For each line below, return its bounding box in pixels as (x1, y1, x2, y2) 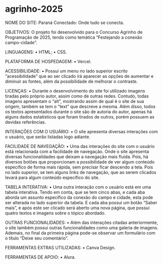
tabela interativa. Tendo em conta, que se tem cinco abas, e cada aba (5, 189, 145, 195)
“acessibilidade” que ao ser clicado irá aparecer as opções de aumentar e (5, 73, 154, 79)
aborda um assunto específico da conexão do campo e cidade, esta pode (5, 194, 153, 200)
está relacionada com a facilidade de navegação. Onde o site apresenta (5, 148, 149, 154)
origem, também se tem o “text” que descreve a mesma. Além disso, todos (5, 103, 156, 109)
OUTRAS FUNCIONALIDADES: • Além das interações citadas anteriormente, (5, 219, 158, 225)
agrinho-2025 (5, 3, 63, 15)
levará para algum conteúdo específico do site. (5, 174, 100, 180)
